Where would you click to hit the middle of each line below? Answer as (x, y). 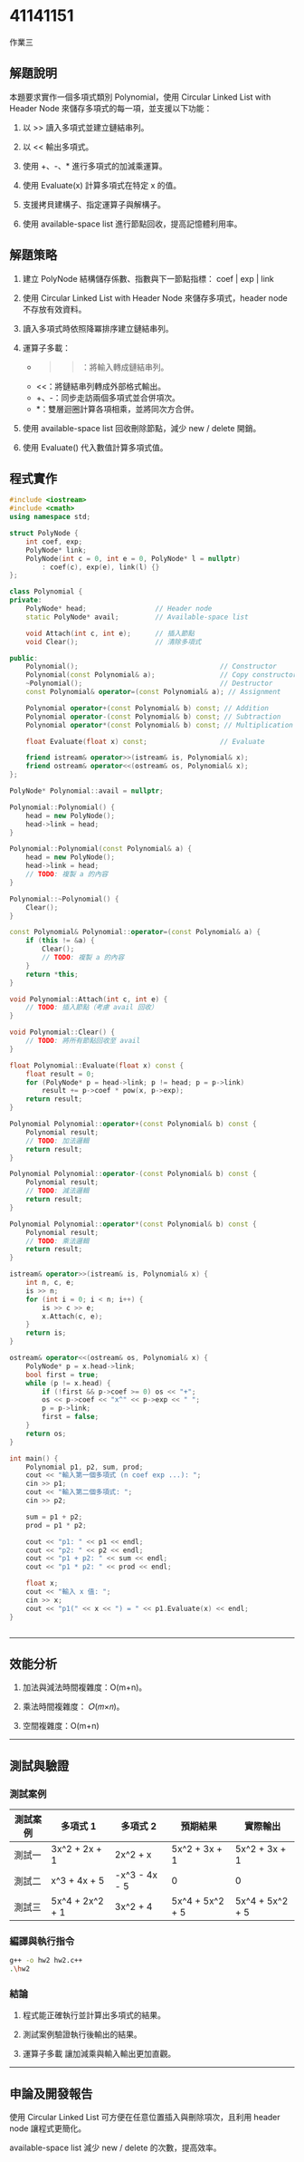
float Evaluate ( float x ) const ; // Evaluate (145, 741)
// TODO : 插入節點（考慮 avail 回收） (92, 1008)
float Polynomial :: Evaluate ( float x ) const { (96, 1066)
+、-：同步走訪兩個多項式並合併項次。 (108, 397)
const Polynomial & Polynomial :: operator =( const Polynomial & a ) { (135, 932)
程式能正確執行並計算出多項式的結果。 (94, 2015)
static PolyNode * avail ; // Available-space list (137, 617)
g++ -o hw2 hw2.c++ (46, 1961)
